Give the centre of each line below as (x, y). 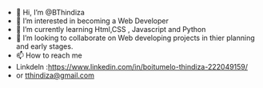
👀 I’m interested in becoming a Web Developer (92, 21)
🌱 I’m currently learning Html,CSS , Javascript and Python (111, 29)
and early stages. (44, 46)
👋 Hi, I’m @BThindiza (50, 12)
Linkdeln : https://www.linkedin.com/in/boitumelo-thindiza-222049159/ (132, 67)
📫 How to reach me (49, 55)
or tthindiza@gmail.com (55, 75)
